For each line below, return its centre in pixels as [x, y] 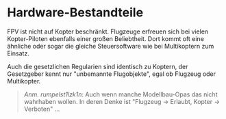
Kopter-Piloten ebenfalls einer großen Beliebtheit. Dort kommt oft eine [105, 38]
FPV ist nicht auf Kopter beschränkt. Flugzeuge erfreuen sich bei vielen [108, 31]
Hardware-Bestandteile [75, 13]
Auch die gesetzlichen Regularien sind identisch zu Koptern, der [98, 66]
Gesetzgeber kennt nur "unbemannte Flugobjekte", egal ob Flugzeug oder [112, 74]
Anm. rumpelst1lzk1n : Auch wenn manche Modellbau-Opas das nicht [121, 94]
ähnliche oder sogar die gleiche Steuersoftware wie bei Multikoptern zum [111, 46]
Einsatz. [18, 53]
